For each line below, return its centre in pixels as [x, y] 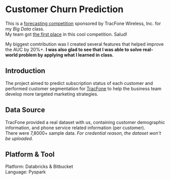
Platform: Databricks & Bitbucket [39, 167]
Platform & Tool [30, 154]
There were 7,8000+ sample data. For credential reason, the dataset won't [83, 133]
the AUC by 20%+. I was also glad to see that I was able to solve [74, 49]
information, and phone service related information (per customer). [75, 128]
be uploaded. [19, 138]
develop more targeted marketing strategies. [52, 94]
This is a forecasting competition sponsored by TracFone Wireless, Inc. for [83, 23]
